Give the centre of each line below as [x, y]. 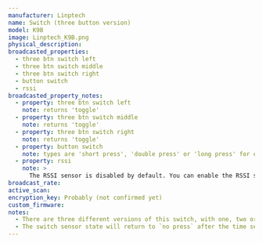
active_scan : [29, 190]
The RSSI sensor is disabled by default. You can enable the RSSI [139, 176]
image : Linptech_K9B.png [49, 37]
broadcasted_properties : [49, 52]
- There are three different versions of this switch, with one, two [131, 219]
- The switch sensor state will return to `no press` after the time [131, 227]
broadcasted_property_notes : [56, 96]
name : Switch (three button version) [70, 23]
